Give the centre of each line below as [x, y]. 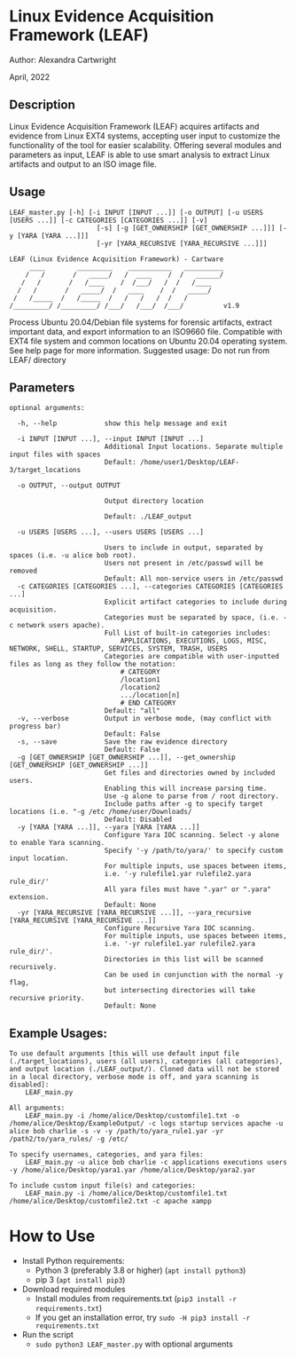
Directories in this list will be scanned [184, 959]
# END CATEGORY [148, 703]
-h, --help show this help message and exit [122, 423]
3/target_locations [45, 470]
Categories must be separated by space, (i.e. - [196, 618]
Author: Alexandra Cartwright [63, 59]
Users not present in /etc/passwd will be [184, 564]
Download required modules [74, 1290]
